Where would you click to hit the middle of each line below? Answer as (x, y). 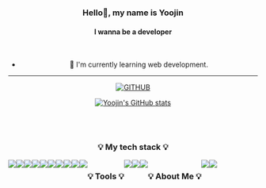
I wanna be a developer (133, 32)
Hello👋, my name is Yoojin (133, 13)
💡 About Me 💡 (175, 176)
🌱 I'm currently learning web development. (139, 65)
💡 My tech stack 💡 (133, 148)
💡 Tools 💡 (106, 176)
